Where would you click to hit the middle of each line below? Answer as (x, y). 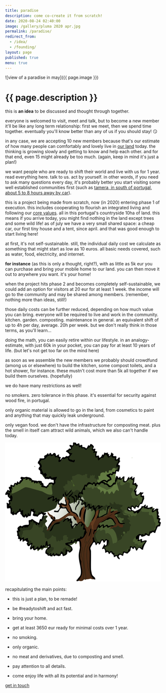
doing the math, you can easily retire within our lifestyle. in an (68, 340)
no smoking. (25, 637)
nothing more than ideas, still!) (36, 300)
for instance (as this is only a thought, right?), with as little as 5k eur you (79, 264)
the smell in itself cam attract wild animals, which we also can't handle (77, 430)
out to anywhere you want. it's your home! (48, 274)
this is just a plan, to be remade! (45, 599)
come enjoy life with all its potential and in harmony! (65, 676)
